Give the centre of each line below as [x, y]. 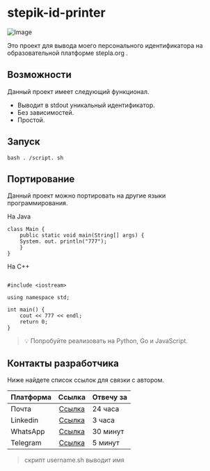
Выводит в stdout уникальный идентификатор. [86, 105]
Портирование [41, 179]
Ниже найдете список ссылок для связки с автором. [86, 380]
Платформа [31, 397]
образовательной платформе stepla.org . [68, 53]
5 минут [106, 443]
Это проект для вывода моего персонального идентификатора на [105, 45]
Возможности [39, 75]
